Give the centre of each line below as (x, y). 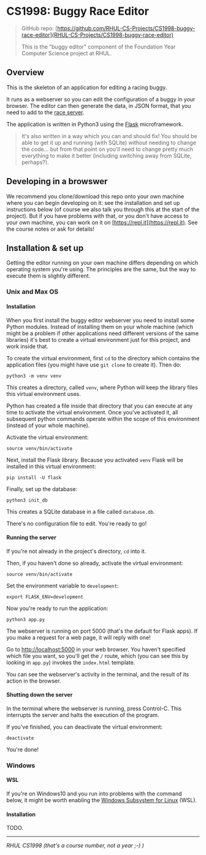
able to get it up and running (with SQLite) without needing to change (109, 142)
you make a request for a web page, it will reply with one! (79, 637)
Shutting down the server (40, 695)
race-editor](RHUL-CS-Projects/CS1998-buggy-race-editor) (97, 34)
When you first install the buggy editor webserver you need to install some (101, 320)
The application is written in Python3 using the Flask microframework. (95, 124)
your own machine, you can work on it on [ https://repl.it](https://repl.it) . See (102, 222)
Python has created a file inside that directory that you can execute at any (100, 406)
